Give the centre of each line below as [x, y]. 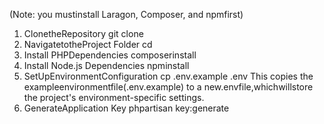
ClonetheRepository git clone [83, 33]
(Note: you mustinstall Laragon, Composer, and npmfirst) [126, 14]
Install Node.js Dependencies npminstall [106, 65]
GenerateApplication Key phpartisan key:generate [126, 108]
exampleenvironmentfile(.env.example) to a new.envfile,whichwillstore [168, 87]
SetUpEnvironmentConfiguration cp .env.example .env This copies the [168, 76]
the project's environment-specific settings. [114, 97]
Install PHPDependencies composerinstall [110, 55]
